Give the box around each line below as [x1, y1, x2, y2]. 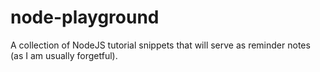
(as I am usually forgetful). [10, 49, 118, 61]
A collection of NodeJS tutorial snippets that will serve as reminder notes [10, 39, 311, 51]
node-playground [10, 6, 160, 29]
